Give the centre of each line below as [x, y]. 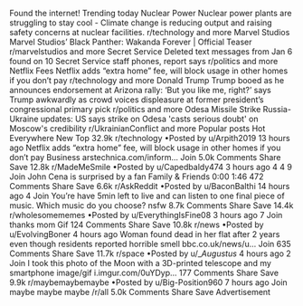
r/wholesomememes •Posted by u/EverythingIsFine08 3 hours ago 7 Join [146, 215]
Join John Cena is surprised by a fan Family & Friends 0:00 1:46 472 [137, 177]
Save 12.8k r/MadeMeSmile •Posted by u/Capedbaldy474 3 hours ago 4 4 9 [151, 167]
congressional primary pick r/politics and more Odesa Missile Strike [135, 109]
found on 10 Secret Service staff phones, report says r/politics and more [144, 61]
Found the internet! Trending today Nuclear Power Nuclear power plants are [151, 13]
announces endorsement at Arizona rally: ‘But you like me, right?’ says [140, 90]
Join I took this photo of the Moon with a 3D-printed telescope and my [140, 263]
